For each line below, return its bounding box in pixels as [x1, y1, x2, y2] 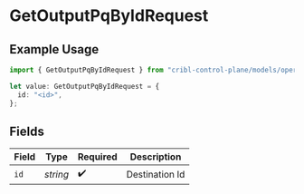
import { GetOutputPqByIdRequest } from [9, 65, 165, 74]
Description [129, 150, 182, 163]
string [43, 168, 70, 180]
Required [77, 150, 118, 163]
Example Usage [9, 42, 100, 57]
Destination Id [126, 168, 185, 180]
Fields [9, 123, 45, 139]
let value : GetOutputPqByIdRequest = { [9, 82, 160, 91]
